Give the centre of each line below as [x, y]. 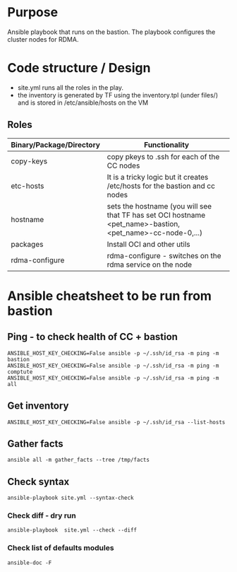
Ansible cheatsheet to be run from [109, 296]
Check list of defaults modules [61, 548]
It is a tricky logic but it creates [158, 177]
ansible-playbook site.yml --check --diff [72, 530]
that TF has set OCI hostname [156, 215]
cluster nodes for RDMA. [43, 39]
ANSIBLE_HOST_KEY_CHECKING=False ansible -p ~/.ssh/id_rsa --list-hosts [116, 422]
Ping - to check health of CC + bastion [93, 337]
